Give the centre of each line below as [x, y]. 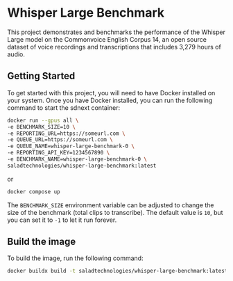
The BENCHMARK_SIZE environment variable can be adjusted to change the [111, 205]
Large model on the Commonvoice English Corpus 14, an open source [107, 39]
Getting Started [41, 76]
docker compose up [34, 192]
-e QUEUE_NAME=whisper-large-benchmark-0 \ [71, 146]
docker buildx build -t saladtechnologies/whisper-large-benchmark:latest [118, 271]
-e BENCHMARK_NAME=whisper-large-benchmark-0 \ [77, 159]
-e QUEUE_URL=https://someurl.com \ [60, 140]
